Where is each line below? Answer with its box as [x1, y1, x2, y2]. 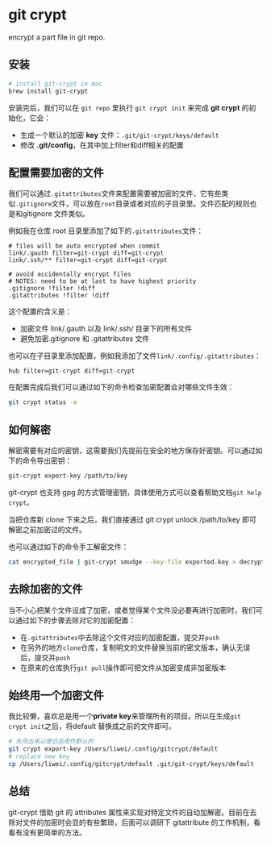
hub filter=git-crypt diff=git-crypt [8, 367, 135, 376]
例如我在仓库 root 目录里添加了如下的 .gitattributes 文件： [8, 226, 204, 235]
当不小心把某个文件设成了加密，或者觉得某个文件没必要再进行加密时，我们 [8, 605, 256, 614]
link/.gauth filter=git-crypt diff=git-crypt [8, 249, 164, 257]
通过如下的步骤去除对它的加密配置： [15, 615, 135, 625]
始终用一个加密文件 [8, 688, 104, 702]
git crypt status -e [8, 398, 78, 406]
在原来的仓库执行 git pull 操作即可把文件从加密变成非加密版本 [19, 663, 227, 672]
